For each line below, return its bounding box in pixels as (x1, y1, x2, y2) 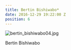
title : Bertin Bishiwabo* (5, 7, 59, 12)
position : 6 (5, 16, 30, 21)
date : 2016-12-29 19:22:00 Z (5, 12, 66, 17)
